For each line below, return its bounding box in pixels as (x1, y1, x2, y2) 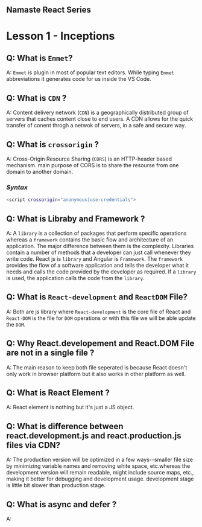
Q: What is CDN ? (6, 93, 67, 103)
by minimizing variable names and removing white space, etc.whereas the (6, 462, 191, 470)
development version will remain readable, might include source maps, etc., (6, 469, 194, 476)
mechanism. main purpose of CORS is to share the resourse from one (6, 162, 179, 169)
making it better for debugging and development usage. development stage (6, 475, 194, 482)
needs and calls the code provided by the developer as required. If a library (6, 268, 197, 275)
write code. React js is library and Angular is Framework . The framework (6, 255, 183, 262)
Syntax (6, 183, 28, 191)
